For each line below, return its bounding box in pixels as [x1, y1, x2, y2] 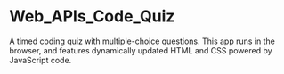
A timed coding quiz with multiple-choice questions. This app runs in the [9, 36, 276, 46]
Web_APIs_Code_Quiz [9, 6, 175, 27]
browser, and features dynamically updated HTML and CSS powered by [9, 45, 273, 55]
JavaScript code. [9, 54, 72, 65]
